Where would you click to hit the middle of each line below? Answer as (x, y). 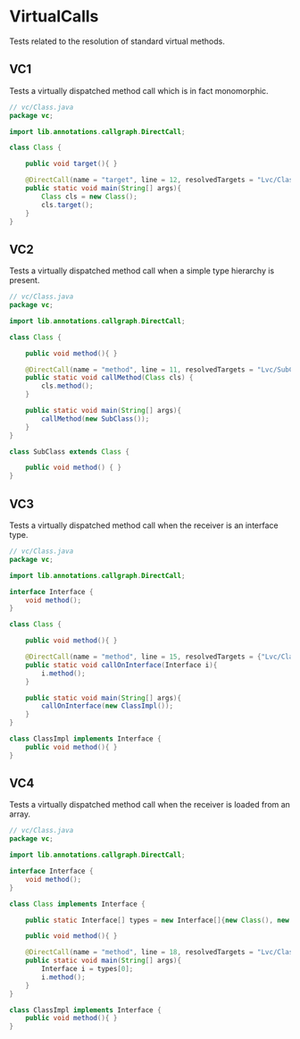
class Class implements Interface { (77, 904)
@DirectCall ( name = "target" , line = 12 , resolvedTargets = (139, 180)
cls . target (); (67, 205)
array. (20, 814)
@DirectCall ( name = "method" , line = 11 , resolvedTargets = (139, 369)
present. (25, 281)
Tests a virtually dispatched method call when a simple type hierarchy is (142, 271)
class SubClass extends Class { (69, 452)
